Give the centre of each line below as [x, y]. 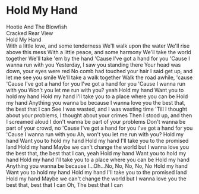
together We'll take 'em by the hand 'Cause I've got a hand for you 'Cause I [98, 58]
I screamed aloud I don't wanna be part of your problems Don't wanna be [96, 121]
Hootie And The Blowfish [37, 27]
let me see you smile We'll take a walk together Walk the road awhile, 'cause [99, 77]
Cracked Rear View [30, 33]
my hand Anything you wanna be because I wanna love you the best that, [96, 102]
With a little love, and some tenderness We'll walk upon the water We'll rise [98, 46]
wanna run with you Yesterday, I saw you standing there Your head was [94, 65]
